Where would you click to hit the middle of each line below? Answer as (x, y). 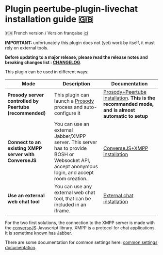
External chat (119, 195)
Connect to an (24, 142)
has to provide (71, 148)
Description (77, 83)
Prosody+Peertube (125, 92)
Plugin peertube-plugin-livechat (72, 9)
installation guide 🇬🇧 (49, 19)
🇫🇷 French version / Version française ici (47, 33)
